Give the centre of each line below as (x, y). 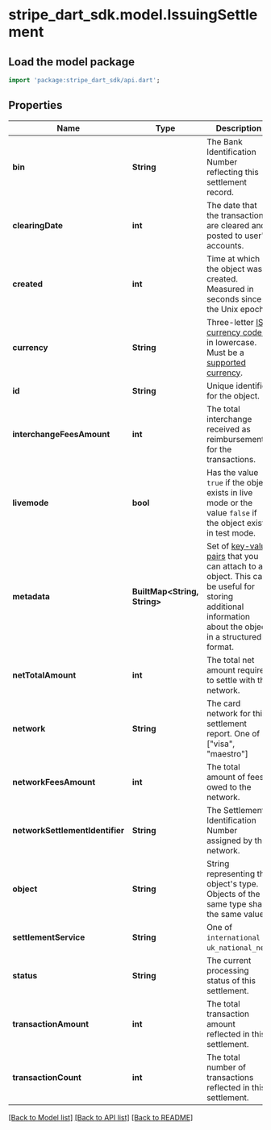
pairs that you (233, 556)
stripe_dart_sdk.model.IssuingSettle (133, 15)
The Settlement (236, 810)
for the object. (233, 395)
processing (228, 970)
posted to (225, 236)
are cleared (228, 225)
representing (231, 874)
